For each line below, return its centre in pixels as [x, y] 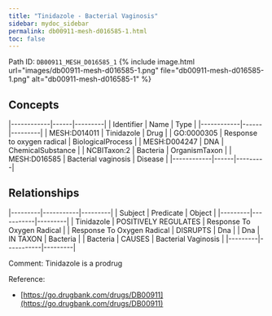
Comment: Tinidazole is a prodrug [66, 263]
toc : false [27, 39]
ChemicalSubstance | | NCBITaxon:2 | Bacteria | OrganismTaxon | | [120, 151]
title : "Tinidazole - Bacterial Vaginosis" [83, 16]
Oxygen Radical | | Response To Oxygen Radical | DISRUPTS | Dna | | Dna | [134, 230]
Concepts [34, 105]
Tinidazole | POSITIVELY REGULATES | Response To [163, 222]
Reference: [27, 279]
